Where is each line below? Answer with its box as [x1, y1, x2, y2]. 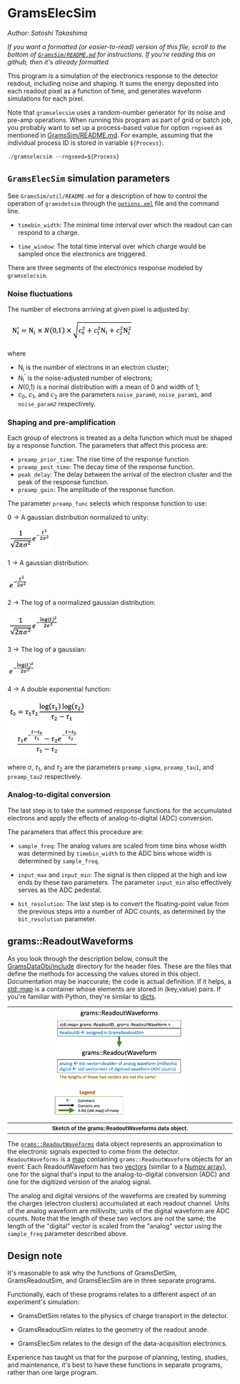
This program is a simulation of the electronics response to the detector [7, 71, 219, 80]
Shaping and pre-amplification [7, 417, 116, 427]
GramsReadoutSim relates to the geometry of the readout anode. [17, 1325, 209, 1334]
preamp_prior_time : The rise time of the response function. [17, 455, 191, 463]
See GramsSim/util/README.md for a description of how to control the [7, 191, 208, 200]
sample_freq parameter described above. [7, 1229, 129, 1238]
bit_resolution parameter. [17, 914, 97, 923]
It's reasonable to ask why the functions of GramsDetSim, [7, 1269, 177, 1278]
